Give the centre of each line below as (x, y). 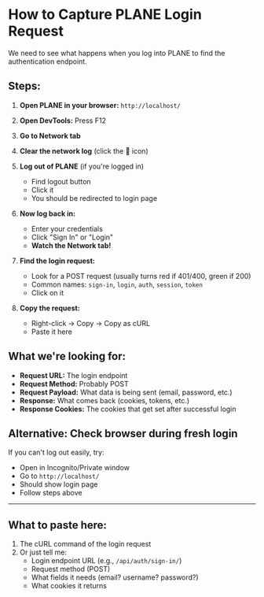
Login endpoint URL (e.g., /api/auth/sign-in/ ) (106, 561)
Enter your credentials (67, 228)
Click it (42, 190)
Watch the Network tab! (71, 245)
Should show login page (59, 484)
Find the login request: (57, 261)
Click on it (48, 292)
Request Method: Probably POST (74, 384)
